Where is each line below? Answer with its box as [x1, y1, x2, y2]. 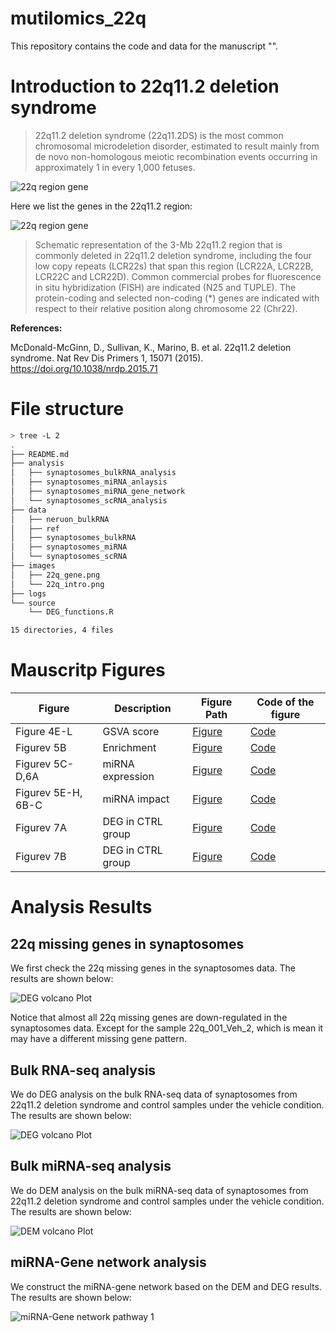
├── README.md [10, 449, 70, 459]
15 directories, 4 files [10, 625, 114, 636]
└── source [10, 598, 56, 608]
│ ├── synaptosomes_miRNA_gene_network [10, 487, 186, 497]
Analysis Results [10, 896, 153, 919]
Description [114, 702, 172, 716]
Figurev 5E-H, [15, 786, 83, 800]
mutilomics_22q [10, 7, 147, 30]
